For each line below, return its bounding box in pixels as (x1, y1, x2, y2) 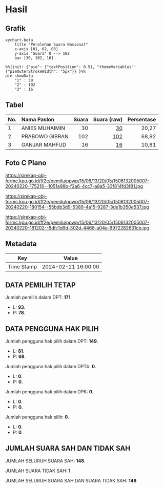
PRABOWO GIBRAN (21, 133, 69, 140)
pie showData (5, 73, 33, 78)
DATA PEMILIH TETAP (5, 281, 76, 289)
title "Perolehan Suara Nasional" (14, 42, 88, 47)
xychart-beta (5, 37, 33, 43)
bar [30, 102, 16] (14, 55, 54, 60)
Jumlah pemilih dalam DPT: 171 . (5, 294, 72, 301)
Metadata (5, 240, 37, 248)
